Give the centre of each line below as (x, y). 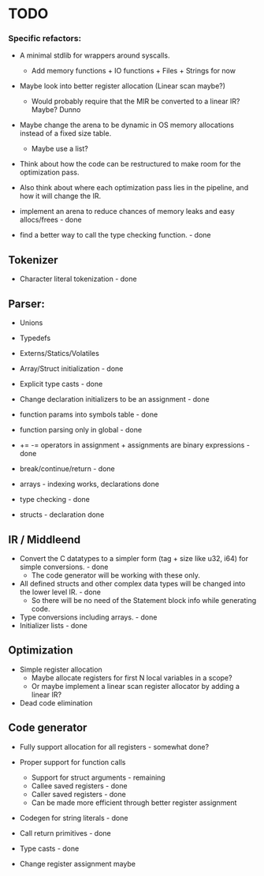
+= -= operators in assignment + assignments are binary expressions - (135, 445)
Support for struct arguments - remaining (98, 777)
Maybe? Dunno (56, 110)
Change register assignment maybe (78, 863)
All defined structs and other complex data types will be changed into (132, 583)
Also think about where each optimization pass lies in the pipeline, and (134, 188)
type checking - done (55, 500)
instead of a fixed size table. (65, 133)
